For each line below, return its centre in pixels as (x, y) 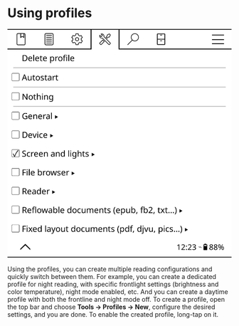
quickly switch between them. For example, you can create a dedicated (112, 277)
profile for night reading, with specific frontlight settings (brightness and (113, 284)
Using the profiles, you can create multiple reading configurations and (110, 269)
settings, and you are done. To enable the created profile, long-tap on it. (113, 315)
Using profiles (50, 13)
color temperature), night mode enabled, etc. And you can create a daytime (118, 292)
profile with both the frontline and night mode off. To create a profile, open (116, 300)
